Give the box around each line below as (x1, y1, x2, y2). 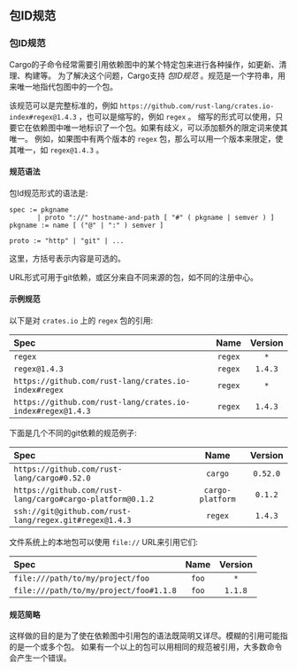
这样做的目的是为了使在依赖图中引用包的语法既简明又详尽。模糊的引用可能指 (9, 630, 288, 641)
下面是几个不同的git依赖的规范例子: (9, 428, 137, 439)
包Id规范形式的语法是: (9, 187, 88, 198)
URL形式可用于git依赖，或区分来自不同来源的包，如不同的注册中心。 (9, 271, 258, 282)
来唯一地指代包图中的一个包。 (9, 81, 118, 91)
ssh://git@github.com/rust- (13, 506, 132, 517)
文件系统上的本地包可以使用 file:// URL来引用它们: (9, 537, 199, 548)
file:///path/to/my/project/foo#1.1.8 (13, 586, 177, 596)
